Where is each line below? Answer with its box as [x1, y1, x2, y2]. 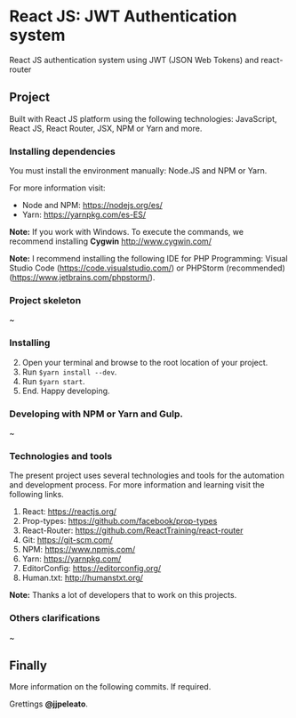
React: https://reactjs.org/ [21, 506, 117, 517]
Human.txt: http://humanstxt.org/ [21, 572, 144, 584]
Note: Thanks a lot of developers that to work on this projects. [9, 590, 237, 601]
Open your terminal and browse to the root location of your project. [21, 357, 268, 367]
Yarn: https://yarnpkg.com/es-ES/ [21, 209, 147, 220]
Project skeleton [9, 294, 82, 306]
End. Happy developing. [21, 385, 110, 396]
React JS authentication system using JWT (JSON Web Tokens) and [9, 54, 260, 65]
